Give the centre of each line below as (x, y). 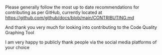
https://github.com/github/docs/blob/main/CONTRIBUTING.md (70, 18)
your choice (17, 47)
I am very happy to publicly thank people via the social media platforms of (81, 42)
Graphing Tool (20, 32)
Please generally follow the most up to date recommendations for (72, 7)
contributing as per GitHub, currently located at (54, 12)
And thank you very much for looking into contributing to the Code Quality (81, 27)
